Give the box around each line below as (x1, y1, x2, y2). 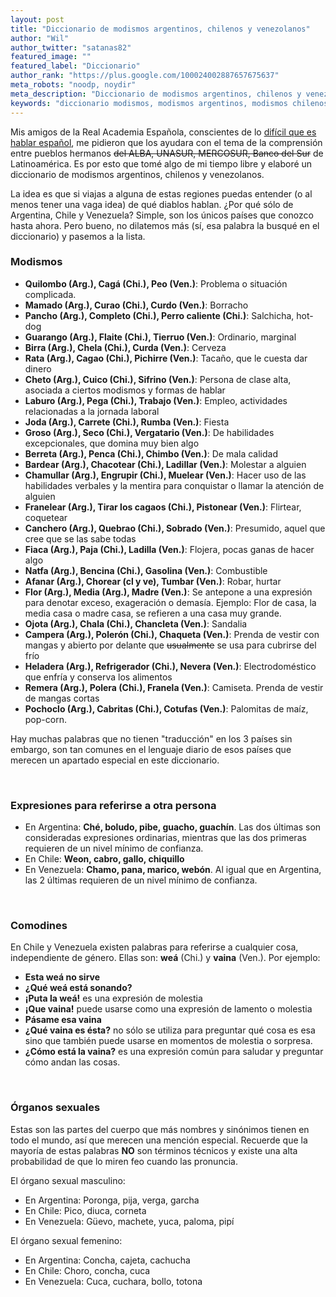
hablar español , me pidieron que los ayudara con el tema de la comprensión (10, 136, 323, 148)
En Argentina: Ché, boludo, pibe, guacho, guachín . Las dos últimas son (24, 821, 322, 833)
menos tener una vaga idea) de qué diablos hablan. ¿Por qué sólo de (10, 198, 294, 210)
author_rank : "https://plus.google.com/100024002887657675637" (10, 71, 280, 81)
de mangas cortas (24, 692, 100, 704)
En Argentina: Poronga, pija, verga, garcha (24, 1194, 200, 1206)
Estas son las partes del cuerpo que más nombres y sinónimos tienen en (10, 1123, 310, 1135)
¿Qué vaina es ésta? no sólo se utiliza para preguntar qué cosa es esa (24, 1024, 316, 1036)
